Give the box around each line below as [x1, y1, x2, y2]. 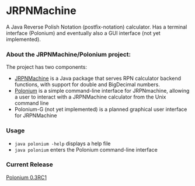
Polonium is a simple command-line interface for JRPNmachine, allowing [14, 87, 190, 94]
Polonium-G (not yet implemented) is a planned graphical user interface [14, 106, 187, 113]
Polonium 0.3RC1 [6, 174, 47, 181]
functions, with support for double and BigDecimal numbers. [14, 81, 161, 88]
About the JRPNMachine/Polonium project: [6, 50, 131, 58]
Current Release [6, 160, 54, 169]
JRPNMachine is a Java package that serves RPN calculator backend [14, 75, 182, 82]
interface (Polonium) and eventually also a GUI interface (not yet [6, 29, 161, 36]
